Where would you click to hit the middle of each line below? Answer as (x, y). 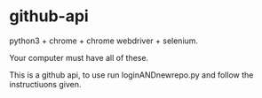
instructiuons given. (45, 84)
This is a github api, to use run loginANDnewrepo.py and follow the (131, 75)
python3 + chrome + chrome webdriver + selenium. (103, 41)
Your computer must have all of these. (79, 57)
